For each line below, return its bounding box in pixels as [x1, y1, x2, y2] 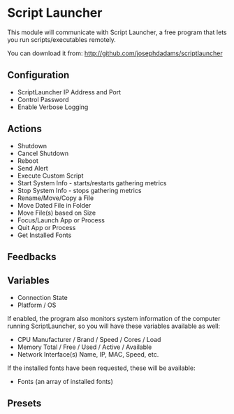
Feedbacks [7, 250, 57, 263]
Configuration [7, 69, 70, 81]
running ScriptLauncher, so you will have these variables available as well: [7, 322, 221, 330]
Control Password [17, 95, 69, 103]
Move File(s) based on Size [17, 208, 96, 217]
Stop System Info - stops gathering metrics [17, 186, 142, 194]
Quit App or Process [17, 223, 76, 231]
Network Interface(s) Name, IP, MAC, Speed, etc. [17, 350, 159, 358]
